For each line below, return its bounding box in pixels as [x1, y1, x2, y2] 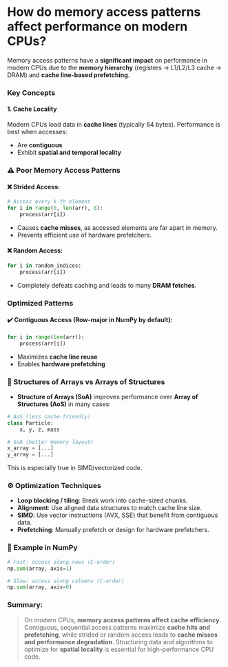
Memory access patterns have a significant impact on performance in [7, 56, 208, 64]
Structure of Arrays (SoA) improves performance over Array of [17, 392, 198, 401]
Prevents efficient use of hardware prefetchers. [17, 231, 152, 239]
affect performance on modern [7, 19, 188, 34]
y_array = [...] [7, 452, 54, 458]
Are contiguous [17, 141, 63, 149]
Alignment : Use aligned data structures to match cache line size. [17, 504, 202, 512]
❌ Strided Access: [7, 182, 61, 191]
